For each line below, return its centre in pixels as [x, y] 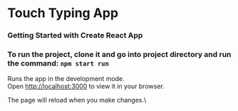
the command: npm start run [58, 63]
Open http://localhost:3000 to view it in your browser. [86, 86]
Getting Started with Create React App [75, 36]
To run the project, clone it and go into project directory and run [119, 55]
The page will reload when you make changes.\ [77, 100]
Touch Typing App [63, 13]
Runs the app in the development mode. [66, 79]
